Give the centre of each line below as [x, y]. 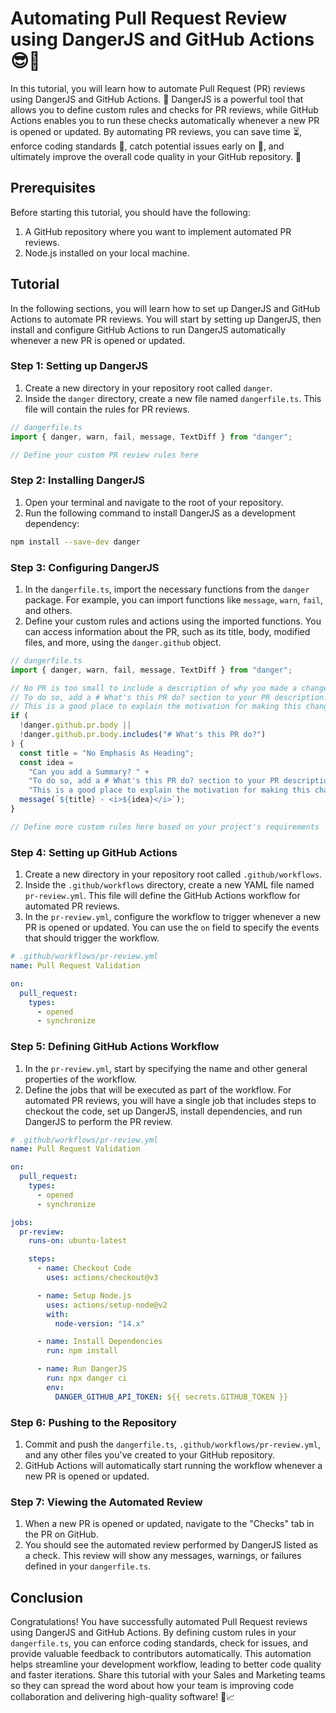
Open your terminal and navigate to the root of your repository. [154, 502]
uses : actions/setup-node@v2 [107, 1305]
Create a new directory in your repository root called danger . [148, 388]
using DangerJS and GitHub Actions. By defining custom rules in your [153, 1633]
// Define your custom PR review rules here [104, 455]
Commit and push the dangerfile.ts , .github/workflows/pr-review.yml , [172, 1444]
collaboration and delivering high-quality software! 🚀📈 [123, 1697]
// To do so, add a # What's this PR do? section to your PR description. [169, 697]
